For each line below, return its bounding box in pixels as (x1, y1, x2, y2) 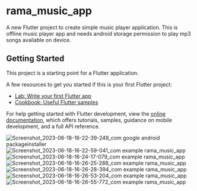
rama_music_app (6, 4, 92, 18)
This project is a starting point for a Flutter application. (6, 69, 139, 77)
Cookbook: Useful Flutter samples (14, 98, 99, 106)
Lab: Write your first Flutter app (14, 92, 92, 99)
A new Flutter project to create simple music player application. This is (6, 24, 178, 31)
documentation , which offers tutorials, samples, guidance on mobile (6, 116, 172, 123)
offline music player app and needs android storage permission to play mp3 (6, 30, 191, 37)
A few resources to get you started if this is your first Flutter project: (6, 81, 172, 88)
